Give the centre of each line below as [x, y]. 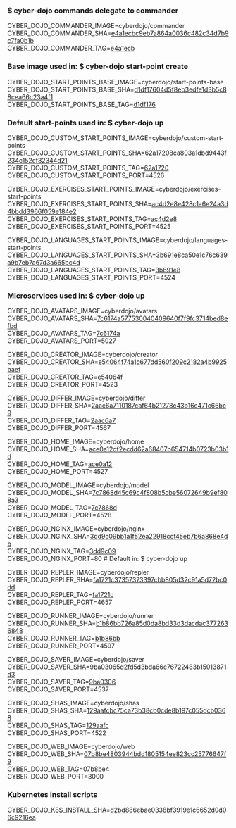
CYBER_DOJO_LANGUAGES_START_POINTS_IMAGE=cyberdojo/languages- [118, 240]
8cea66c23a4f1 [30, 96]
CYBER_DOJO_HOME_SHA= [48, 449]
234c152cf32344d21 [38, 160]
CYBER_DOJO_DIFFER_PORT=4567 [59, 428]
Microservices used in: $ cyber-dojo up [76, 296]
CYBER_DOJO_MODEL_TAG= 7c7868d [62, 508]
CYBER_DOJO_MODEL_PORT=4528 [60, 515]
